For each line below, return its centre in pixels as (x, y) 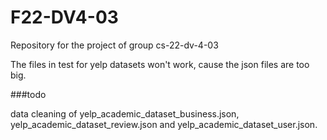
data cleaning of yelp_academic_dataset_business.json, (125, 113)
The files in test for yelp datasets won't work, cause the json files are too (160, 64)
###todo (28, 94)
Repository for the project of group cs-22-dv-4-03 (114, 45)
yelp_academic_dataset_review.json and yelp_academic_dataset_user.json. (164, 124)
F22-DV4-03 (64, 17)
